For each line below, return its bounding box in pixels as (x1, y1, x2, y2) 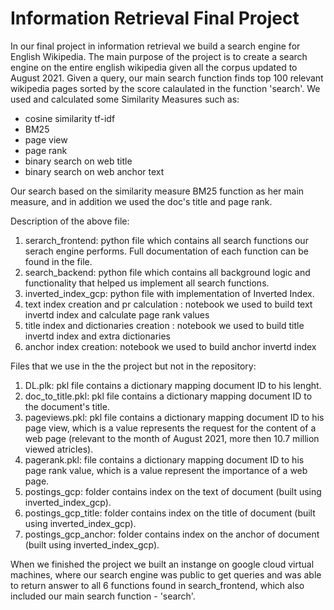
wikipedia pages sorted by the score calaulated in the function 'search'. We (10, 82, 321, 94)
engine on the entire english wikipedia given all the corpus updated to (10, 61, 298, 73)
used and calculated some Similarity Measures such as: (10, 93, 240, 105)
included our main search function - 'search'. (10, 590, 196, 602)
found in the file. (24, 255, 93, 267)
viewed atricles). (24, 443, 94, 455)
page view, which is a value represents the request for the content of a (24, 422, 317, 434)
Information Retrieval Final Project (10, 7, 300, 30)
